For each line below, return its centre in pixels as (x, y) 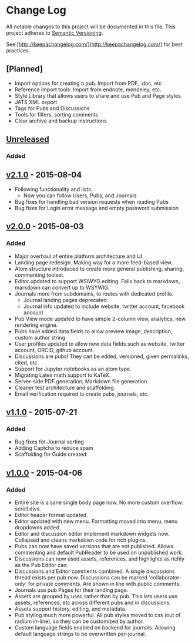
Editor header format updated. (51, 515)
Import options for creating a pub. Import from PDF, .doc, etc (88, 83)
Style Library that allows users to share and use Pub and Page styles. (98, 95)
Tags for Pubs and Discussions (52, 108)
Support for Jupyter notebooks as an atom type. (73, 369)
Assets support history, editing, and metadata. (70, 609)
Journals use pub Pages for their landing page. (71, 590)
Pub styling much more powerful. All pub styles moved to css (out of (97, 615)
